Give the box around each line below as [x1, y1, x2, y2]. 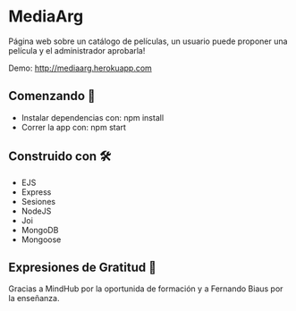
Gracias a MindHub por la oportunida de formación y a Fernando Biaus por [8, 283, 283, 294]
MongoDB [21, 224, 59, 235]
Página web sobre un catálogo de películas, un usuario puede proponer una [8, 36, 288, 46]
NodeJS [21, 206, 52, 216]
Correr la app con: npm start [21, 122, 127, 132]
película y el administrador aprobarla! [8, 45, 146, 55]
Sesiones [21, 196, 55, 206]
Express [21, 186, 52, 198]
